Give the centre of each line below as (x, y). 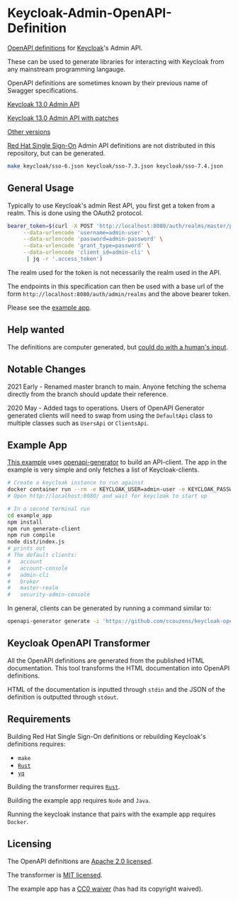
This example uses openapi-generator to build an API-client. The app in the (117, 462)
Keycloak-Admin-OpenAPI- (90, 13)
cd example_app (30, 515)
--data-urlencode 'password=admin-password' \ (93, 239)
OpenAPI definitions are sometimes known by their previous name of (108, 82)
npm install (25, 522)
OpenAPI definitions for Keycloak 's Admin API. (75, 48)
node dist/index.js (36, 542)
